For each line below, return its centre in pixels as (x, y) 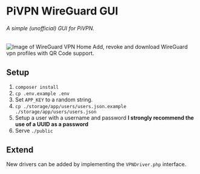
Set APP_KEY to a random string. (54, 100)
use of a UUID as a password (52, 124)
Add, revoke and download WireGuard (140, 47)
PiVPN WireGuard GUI (62, 11)
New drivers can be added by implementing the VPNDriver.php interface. (96, 164)
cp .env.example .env (42, 94)
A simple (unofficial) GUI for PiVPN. (50, 28)
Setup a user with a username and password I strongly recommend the (105, 118)
